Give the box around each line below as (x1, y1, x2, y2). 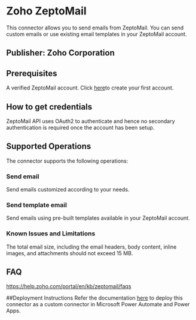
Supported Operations (6, 141, 91, 151)
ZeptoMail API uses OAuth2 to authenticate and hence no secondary (6, 117, 175, 124)
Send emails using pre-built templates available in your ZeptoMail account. (6, 214, 190, 222)
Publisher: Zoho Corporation (6, 48, 115, 58)
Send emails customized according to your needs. (6, 186, 130, 193)
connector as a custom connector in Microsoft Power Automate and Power (6, 301, 190, 308)
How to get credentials (6, 101, 93, 112)
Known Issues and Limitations (6, 229, 96, 238)
